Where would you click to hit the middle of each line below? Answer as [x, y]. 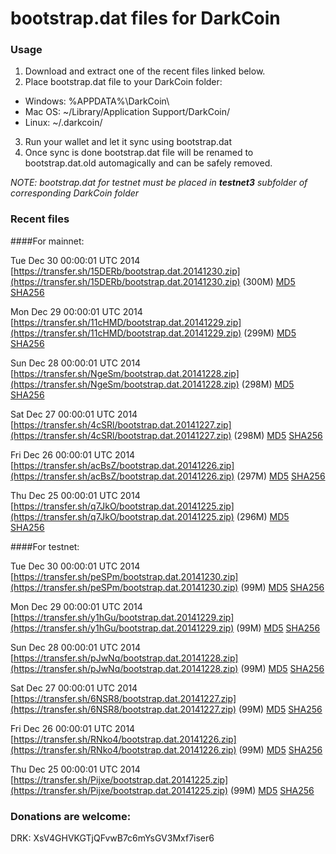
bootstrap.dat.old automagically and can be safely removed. [148, 163]
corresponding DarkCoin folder [75, 193]
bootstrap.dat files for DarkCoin [145, 18]
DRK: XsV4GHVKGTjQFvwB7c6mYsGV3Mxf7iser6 [112, 838]
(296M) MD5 [263, 516]
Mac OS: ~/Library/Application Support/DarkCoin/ [127, 112]
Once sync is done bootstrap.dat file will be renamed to [139, 153]
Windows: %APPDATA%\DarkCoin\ [97, 101]
